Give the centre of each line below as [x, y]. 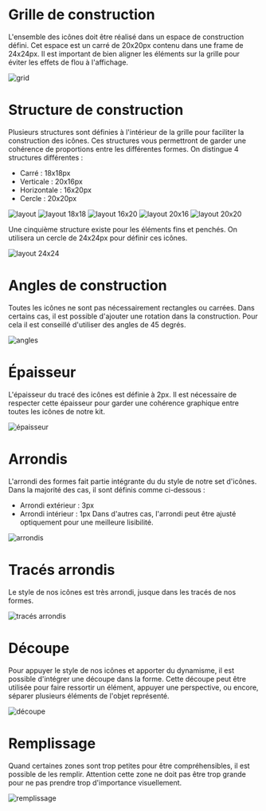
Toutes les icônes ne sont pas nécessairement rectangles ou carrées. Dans [131, 307]
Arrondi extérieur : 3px [57, 505]
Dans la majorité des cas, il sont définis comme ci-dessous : [107, 489]
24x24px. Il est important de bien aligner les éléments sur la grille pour [124, 53]
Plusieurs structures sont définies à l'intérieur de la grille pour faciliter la [126, 132]
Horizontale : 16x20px [55, 190]
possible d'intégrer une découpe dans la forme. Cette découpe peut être [127, 678]
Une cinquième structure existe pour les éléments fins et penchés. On [123, 229]
